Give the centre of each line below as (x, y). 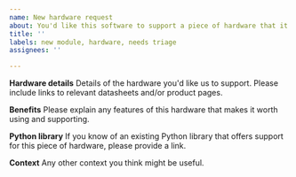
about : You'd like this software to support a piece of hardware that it (149, 26)
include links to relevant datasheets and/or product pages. (116, 93)
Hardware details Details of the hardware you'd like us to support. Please (144, 83)
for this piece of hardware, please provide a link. (98, 146)
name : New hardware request (61, 17)
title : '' (28, 34)
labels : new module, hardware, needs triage (93, 42)
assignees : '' (36, 50)
